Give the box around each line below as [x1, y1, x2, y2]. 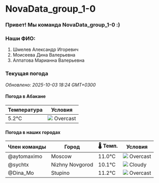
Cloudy [129, 161, 147, 168]
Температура [8, 106, 43, 113]
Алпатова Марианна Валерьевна [12, 57, 85, 64]
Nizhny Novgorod [51, 161, 94, 168]
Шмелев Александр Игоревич [12, 46, 79, 53]
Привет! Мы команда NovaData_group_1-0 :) [5, 21, 120, 29]
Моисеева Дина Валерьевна [12, 52, 76, 58]
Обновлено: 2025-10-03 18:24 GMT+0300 [5, 82, 96, 88]
